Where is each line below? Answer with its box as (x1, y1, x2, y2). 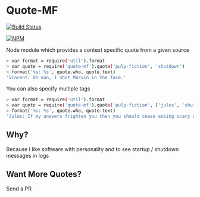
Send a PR (6, 185, 32, 192)
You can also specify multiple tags (6, 85, 90, 92)
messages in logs (6, 152, 49, 159)
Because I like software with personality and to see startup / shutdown (6, 145, 179, 152)
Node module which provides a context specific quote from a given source (6, 46, 189, 54)
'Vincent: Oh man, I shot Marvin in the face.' (6, 74, 127, 80)
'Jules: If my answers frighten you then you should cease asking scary (6, 114, 190, 120)
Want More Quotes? (6, 169, 82, 179)
